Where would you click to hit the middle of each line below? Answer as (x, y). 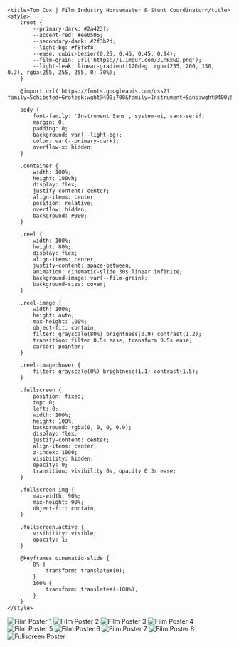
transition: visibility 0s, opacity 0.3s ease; (105, 471)
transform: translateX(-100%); (92, 589)
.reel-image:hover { (51, 365)
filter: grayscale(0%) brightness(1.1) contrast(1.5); (116, 372)
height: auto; (54, 315)
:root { (31, 23)
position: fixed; (58, 396)
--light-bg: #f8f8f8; (65, 48)
